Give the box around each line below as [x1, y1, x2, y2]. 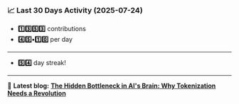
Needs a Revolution [7, 89, 66, 98]
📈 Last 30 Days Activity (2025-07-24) [7, 5, 144, 15]
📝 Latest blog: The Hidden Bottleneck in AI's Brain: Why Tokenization [7, 81, 216, 90]
